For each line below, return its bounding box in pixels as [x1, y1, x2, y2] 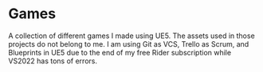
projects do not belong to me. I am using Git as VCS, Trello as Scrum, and [8, 39, 249, 48]
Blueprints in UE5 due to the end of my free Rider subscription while [8, 47, 232, 57]
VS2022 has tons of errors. [8, 56, 98, 66]
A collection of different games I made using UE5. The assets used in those [8, 31, 255, 40]
